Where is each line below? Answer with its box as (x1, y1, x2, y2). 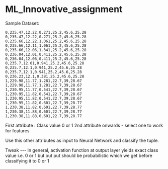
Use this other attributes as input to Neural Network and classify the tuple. (5, 137, 159, 143)
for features (5, 127, 30, 134)
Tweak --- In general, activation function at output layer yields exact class (5, 147, 158, 153)
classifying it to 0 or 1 (5, 157, 49, 164)
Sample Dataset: (5, 20, 39, 26)
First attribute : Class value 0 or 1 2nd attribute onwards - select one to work (5, 122, 163, 128)
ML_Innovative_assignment (5, 4, 123, 15)
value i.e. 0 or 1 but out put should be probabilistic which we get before (5, 152, 152, 158)
